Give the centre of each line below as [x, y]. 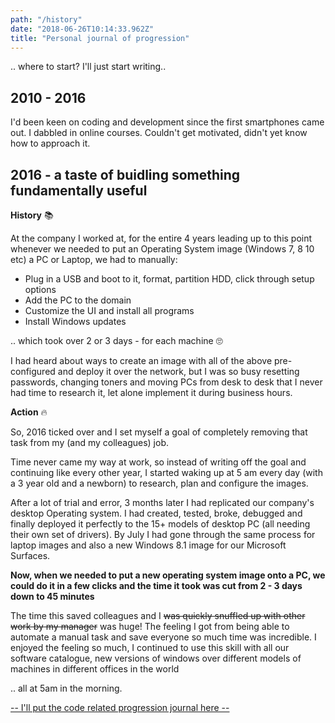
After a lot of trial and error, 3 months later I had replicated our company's [162, 502]
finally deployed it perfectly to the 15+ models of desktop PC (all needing [160, 524]
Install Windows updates [75, 321]
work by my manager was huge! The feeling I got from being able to [150, 626]
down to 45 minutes [52, 596]
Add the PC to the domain [78, 300]
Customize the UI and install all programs [109, 310]
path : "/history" [46, 19]
